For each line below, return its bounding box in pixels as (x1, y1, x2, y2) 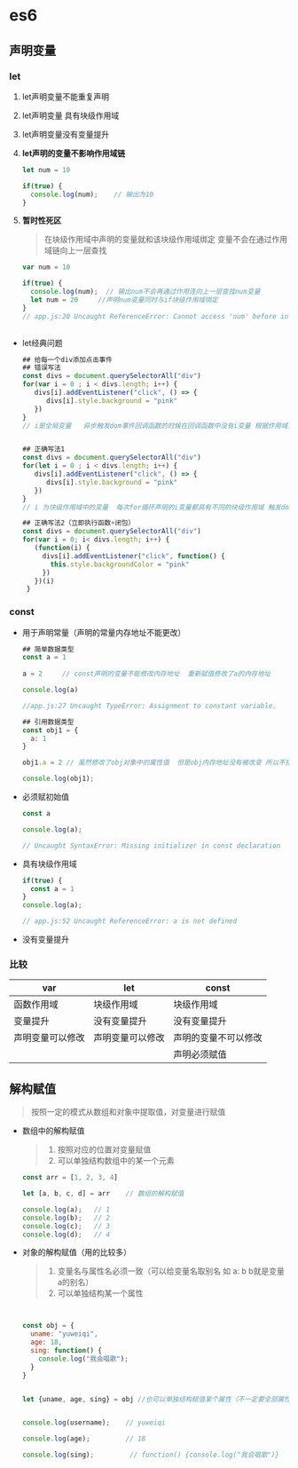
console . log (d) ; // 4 (21, 1230, 111, 1239)
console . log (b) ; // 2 (21, 1213, 111, 1222)
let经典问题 (21, 337, 63, 348)
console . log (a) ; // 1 (21, 1204, 111, 1214)
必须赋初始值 (21, 792, 69, 802)
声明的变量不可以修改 (173, 1031, 263, 1044)
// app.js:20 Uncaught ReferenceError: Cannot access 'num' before (21, 312, 277, 320)
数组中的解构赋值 (21, 1125, 85, 1136)
